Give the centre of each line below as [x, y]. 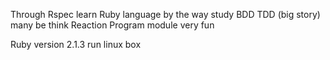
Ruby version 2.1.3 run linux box [76, 44]
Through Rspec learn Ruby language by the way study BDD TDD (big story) [165, 14]
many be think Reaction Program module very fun [112, 25]
